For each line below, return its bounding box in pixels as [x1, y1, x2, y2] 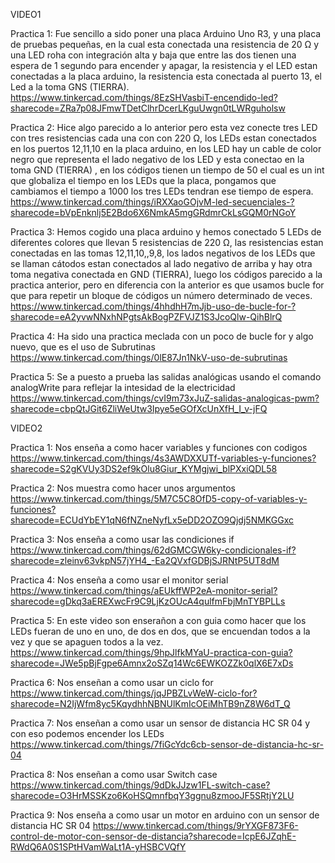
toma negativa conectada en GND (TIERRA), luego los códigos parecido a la [10, 269, 323, 280]
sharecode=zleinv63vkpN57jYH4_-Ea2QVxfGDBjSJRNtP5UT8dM [10, 555, 280, 566]
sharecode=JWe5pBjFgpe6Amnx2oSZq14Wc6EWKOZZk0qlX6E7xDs [10, 657, 294, 669]
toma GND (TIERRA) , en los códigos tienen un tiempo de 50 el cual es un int [10, 164, 325, 176]
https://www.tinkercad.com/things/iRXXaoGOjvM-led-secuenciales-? [10, 196, 295, 208]
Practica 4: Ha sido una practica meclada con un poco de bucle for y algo [10, 330, 314, 342]
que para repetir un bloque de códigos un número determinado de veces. [10, 290, 313, 301]
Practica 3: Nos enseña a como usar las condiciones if [10, 534, 235, 545]
